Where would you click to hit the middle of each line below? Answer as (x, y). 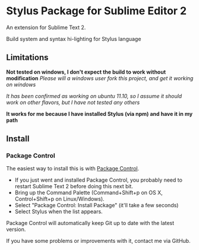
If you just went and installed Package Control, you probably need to (99, 180)
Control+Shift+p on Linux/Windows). (60, 199)
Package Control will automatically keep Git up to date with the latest (90, 223)
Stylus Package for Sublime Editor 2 (97, 11)
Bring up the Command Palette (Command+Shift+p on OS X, (89, 193)
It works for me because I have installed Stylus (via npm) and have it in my (99, 113)
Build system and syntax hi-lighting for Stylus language (74, 39)
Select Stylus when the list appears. (59, 211)
